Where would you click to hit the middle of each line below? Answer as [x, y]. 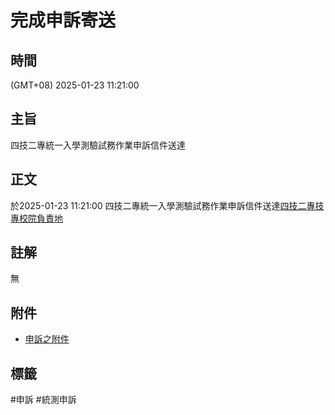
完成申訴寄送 [63, 20]
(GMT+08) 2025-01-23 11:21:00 [75, 85]
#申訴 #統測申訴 [43, 400]
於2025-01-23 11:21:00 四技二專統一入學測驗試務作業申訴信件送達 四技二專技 [167, 205]
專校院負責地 [36, 218]
